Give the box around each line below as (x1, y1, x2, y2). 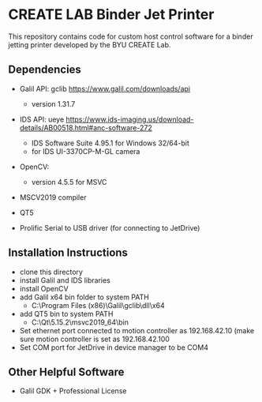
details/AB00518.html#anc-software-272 (19, 122, 152, 132)
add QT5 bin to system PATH (19, 309, 114, 318)
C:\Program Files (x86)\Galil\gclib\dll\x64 (31, 300, 166, 310)
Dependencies (8, 63, 81, 77)
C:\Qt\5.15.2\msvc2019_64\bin (31, 317, 129, 327)
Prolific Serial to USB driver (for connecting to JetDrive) (19, 223, 200, 232)
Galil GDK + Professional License (19, 386, 127, 396)
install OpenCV (19, 284, 69, 293)
